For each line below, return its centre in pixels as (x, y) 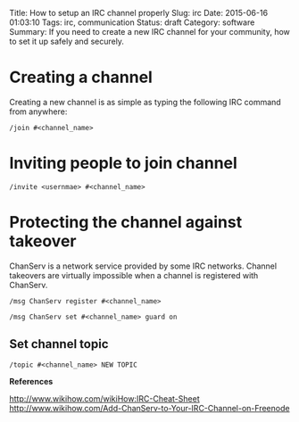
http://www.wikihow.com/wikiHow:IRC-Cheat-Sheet (104, 398)
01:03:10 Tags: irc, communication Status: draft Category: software (132, 22)
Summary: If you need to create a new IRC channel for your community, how (149, 32)
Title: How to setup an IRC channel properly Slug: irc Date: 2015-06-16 (139, 13)
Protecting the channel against (126, 223)
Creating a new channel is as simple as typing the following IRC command (145, 102)
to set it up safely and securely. (67, 41)
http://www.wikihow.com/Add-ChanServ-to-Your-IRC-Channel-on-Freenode (149, 408)
